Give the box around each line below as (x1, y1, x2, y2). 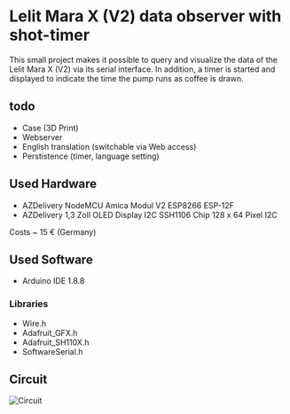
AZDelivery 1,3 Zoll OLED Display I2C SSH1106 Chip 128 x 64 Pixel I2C (21, 209, 278, 220)
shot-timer (9, 25, 90, 45)
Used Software (9, 252, 93, 267)
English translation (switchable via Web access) (21, 141, 197, 152)
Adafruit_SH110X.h (21, 337, 90, 348)
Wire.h (21, 317, 47, 329)
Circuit (9, 372, 48, 387)
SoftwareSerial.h (21, 346, 83, 356)
